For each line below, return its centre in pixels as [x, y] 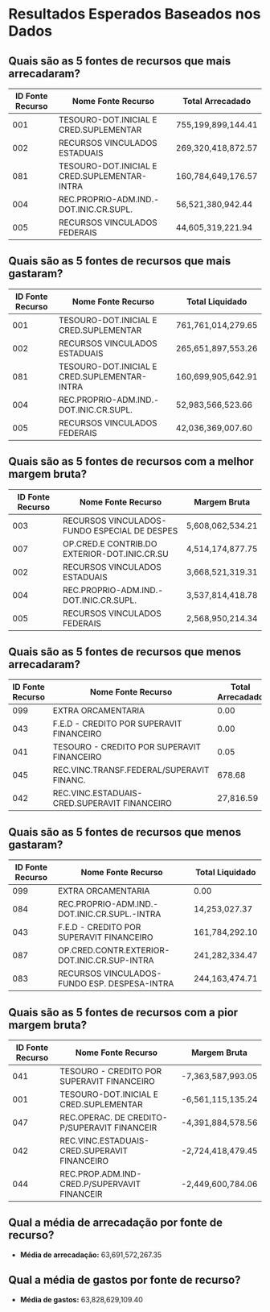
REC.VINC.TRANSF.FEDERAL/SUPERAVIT [131, 770]
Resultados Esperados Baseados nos [135, 14]
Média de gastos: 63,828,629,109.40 [81, 1299]
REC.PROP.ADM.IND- [101, 1174]
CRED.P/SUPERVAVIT [100, 1184]
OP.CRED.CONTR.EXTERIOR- [114, 950]
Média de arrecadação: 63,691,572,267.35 [91, 1255]
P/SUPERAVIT [86, 1127]
